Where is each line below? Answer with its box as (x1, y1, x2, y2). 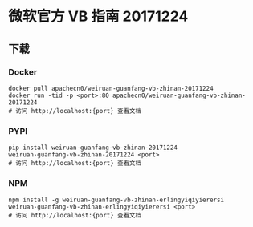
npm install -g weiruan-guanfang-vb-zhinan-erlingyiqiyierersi (8, 196, 225, 205)
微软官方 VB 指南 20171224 (8, 7, 189, 26)
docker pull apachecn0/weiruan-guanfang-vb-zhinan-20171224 (8, 84, 214, 92)
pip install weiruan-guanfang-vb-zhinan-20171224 (8, 144, 178, 152)
